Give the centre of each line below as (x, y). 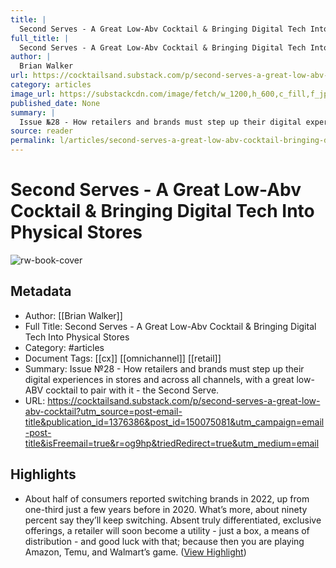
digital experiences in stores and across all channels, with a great (159, 379)
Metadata (41, 291)
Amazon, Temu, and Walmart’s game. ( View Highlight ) (135, 552)
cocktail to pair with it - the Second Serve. (132, 390)
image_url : (33, 94)
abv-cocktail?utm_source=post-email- (103, 411)
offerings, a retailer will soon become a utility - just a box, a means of (167, 530)
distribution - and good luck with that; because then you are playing (164, 541)
